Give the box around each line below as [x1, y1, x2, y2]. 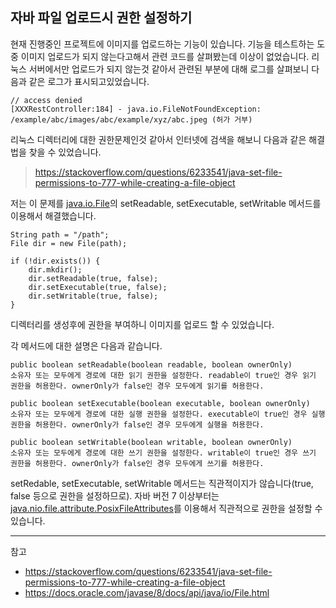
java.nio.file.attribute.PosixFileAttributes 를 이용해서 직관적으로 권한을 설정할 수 [10, 502, 323, 514]
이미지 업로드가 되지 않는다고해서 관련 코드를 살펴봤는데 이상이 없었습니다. [20, 50, 310, 62]
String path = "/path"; [10, 229, 110, 240]
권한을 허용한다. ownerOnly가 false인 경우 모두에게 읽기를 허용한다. [10, 381, 265, 391]
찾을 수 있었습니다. [28, 146, 102, 158]
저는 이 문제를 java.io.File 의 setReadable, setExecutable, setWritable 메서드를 [10, 197, 322, 209]
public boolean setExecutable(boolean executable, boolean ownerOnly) [10, 398, 311, 408]
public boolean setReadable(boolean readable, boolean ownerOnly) [10, 359, 293, 370]
